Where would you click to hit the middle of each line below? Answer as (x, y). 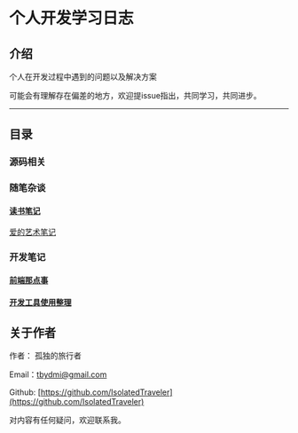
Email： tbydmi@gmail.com (58, 374)
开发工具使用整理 (40, 302)
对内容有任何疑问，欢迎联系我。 (67, 420)
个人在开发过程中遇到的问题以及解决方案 (83, 77)
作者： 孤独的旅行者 (45, 356)
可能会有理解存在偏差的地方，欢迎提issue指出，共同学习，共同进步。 (135, 95)
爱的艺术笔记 (32, 232)
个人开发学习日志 (72, 18)
